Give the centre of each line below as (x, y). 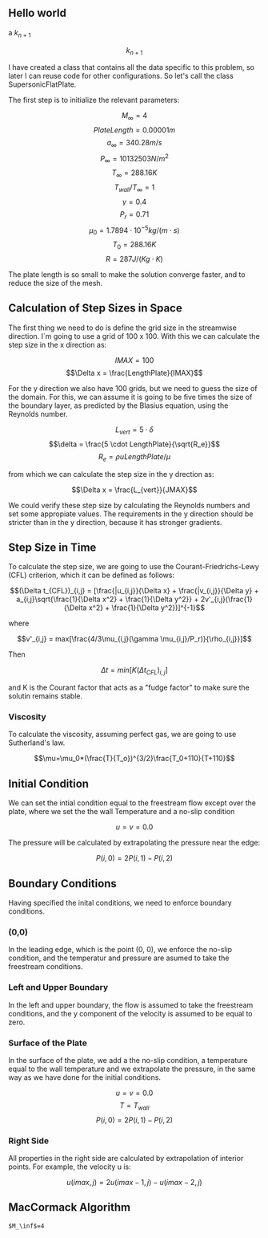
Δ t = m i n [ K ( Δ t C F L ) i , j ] (134, 671)
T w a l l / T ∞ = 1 (134, 188)
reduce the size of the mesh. (56, 283)
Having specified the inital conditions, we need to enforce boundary (120, 903)
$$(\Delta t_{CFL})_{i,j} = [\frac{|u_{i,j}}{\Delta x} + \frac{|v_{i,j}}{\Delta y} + (134, 591)
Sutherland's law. (37, 743)
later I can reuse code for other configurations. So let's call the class (121, 76)
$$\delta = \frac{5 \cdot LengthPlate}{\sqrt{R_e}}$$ (134, 444)
